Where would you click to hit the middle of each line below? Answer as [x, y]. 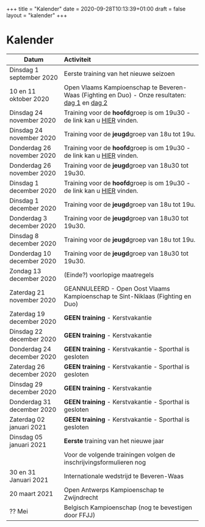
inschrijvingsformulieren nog [105, 462]
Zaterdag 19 [27, 313]
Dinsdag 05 [26, 437]
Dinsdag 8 [24, 236]
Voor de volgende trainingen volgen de [120, 454]
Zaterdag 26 [27, 367]
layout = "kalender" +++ [37, 15]
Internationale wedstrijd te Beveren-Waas [124, 476]
